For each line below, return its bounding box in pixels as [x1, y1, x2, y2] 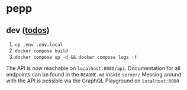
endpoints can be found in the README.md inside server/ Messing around [6, 71, 182, 78]
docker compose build [14, 48, 68, 54]
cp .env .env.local [14, 42, 63, 48]
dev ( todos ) [6, 25, 50, 35]
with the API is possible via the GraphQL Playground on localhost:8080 [6, 77, 179, 84]
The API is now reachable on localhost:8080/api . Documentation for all [6, 65, 180, 72]
